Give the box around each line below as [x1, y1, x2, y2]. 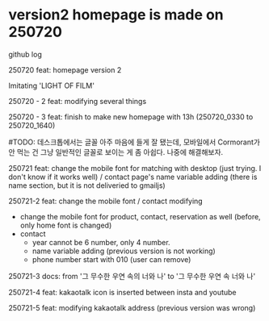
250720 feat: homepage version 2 [8, 65, 122, 74]
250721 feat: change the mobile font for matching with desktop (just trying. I [8, 163, 262, 173]
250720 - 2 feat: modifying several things [8, 96, 147, 106]
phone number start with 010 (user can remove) [32, 254, 191, 264]
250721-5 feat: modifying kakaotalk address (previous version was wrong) [8, 302, 256, 312]
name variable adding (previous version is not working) [32, 246, 216, 256]
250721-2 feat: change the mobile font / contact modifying [8, 196, 204, 206]
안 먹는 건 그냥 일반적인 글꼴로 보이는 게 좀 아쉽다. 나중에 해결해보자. [8, 147, 224, 156]
